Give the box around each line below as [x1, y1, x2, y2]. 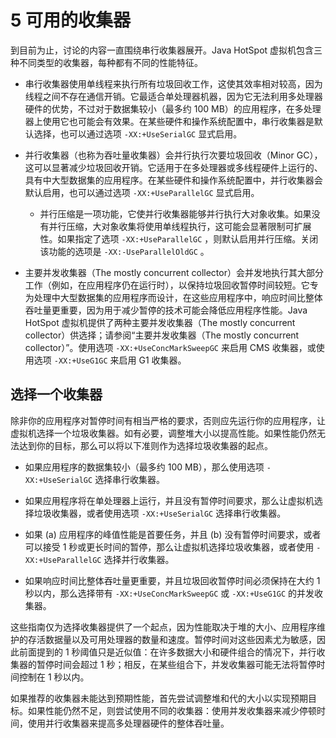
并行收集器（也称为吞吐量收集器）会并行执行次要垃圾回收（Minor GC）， [24, 149, 323, 161]
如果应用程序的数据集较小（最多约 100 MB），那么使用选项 [24, 461, 265, 473]
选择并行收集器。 [103, 553, 175, 565]
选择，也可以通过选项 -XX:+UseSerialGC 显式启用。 [33, 127, 243, 140]
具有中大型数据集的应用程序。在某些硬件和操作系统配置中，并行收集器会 [24, 174, 323, 186]
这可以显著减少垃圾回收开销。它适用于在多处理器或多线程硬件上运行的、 [24, 161, 323, 173]
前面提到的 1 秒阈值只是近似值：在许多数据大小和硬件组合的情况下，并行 [18, 646, 317, 658]
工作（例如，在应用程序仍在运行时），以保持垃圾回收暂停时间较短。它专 [24, 279, 319, 291]
